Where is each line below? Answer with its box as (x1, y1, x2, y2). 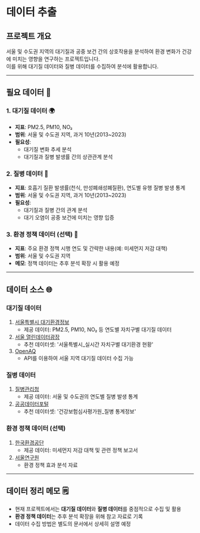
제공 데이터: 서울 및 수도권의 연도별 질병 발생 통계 (23, 393, 138, 400)
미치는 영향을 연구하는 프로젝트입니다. (12, 55, 100, 63)
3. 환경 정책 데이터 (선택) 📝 (6, 230, 79, 238)
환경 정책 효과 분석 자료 (23, 461, 79, 468)
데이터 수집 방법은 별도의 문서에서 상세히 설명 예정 (14, 520, 131, 528)
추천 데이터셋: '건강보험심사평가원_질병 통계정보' (23, 408, 136, 415)
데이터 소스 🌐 (6, 284, 52, 295)
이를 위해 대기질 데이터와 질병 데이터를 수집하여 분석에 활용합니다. (6, 63, 159, 70)
